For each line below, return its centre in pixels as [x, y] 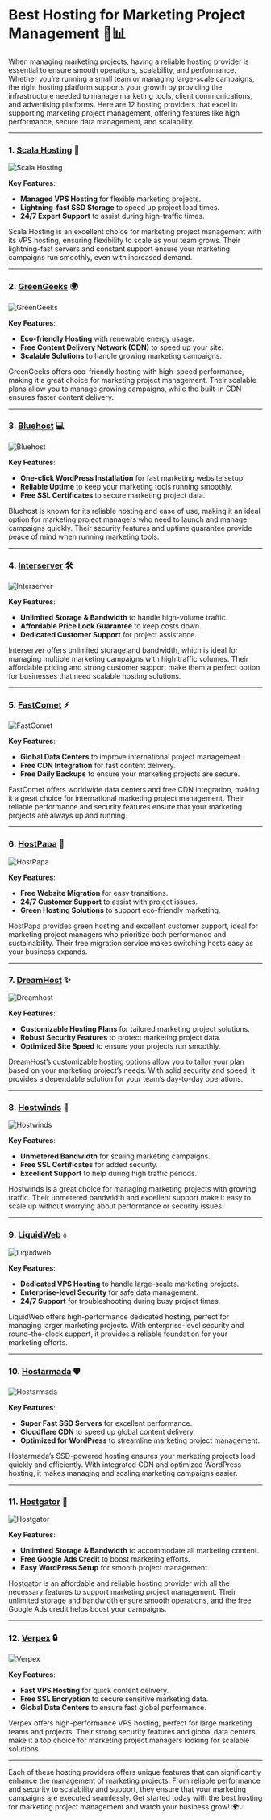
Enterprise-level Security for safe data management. [109, 1292]
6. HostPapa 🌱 [36, 844]
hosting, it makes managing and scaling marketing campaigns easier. [123, 1473]
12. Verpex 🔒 [33, 1638]
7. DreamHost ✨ [40, 980]
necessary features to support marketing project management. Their [122, 1592]
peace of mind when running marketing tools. [84, 536]
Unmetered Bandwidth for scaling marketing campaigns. [115, 1156]
